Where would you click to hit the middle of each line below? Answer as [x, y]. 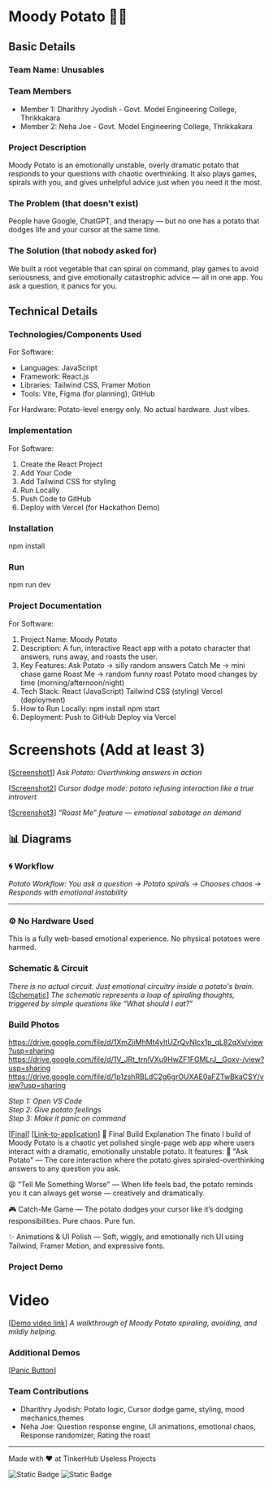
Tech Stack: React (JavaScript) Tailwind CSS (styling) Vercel [121, 691]
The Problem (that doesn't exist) [74, 204]
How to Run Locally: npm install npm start [90, 708]
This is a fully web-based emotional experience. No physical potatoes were [134, 939]
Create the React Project [61, 464]
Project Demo [36, 1267]
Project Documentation [55, 606]
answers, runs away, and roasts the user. [89, 657]
